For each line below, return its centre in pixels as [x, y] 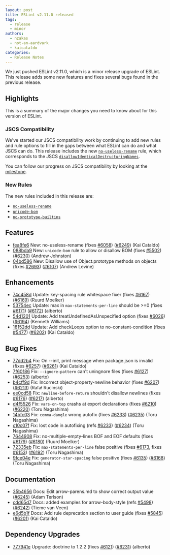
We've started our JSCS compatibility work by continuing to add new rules [83, 140]
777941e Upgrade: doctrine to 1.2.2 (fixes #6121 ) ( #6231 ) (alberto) [81, 546]
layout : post [19, 10]
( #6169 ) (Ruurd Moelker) [38, 300]
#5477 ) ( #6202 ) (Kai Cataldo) [44, 332]
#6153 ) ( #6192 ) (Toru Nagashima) [48, 452]
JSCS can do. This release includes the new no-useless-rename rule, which [83, 151]
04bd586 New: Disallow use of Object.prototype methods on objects [84, 261]
